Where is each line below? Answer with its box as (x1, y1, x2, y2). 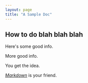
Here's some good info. (5, 43, 53, 50)
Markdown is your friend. (5, 73, 57, 79)
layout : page (5, 7, 32, 12)
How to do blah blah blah (5, 30, 84, 39)
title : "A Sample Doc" (5, 12, 52, 17)
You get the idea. (5, 63, 40, 69)
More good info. (5, 53, 38, 59)
